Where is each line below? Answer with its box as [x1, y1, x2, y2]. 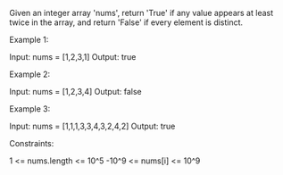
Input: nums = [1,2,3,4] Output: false [9, 87, 142, 96]
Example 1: [9, 35, 49, 45]
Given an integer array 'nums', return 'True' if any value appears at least [9, 8, 274, 18]
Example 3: [9, 104, 51, 114]
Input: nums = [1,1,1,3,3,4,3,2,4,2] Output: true [9, 121, 176, 131]
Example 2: [9, 69, 51, 79]
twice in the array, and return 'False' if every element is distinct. [9, 17, 244, 28]
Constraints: [9, 138, 54, 148]
